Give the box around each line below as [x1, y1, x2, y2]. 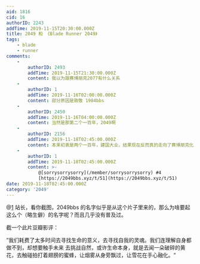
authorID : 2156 [27, 131, 66, 137]
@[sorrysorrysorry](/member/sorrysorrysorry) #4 [38, 170, 162, 176]
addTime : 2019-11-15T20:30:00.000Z [6, 25, 95, 32]
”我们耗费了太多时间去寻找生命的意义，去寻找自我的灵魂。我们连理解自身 [6, 237, 187, 244]
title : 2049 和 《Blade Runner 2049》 [6, 31, 97, 37]
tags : [6, 36, 20, 42]
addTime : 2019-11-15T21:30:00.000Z [27, 70, 116, 76]
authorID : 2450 [27, 109, 66, 115]
